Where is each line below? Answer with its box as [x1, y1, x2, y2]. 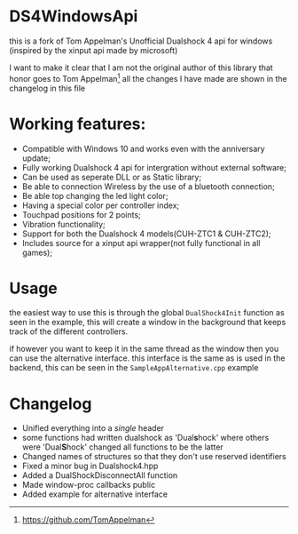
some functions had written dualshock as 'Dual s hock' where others [21, 433, 270, 443]
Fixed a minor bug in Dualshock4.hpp [21, 460, 159, 472]
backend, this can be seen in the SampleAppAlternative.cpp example [9, 363, 259, 373]
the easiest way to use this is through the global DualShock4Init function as [9, 307, 286, 318]
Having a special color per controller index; [21, 200, 180, 211]
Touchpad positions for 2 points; [21, 209, 142, 219]
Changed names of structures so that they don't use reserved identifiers [21, 451, 286, 462]
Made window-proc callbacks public [21, 480, 156, 490]
